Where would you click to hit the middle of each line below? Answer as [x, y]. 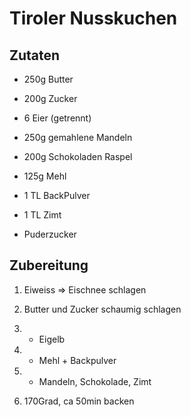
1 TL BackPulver [57, 195]
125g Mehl [45, 176]
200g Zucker [50, 98]
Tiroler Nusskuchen [93, 18]
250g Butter [48, 79]
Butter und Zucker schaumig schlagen [102, 309]
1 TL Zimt [42, 215]
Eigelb [52, 339]
